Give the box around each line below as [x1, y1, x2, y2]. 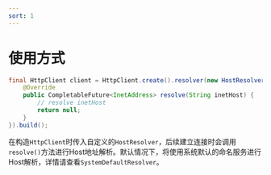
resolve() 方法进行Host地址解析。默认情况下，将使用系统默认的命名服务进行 [8, 147, 262, 156]
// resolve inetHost [37, 98, 106, 107]
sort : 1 [8, 11, 35, 20]
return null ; [37, 106, 81, 115]
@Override [23, 84, 56, 92]
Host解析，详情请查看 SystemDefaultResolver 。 [8, 156, 164, 166]
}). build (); [8, 121, 48, 129]
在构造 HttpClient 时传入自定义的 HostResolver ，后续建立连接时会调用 [8, 136, 236, 146]
